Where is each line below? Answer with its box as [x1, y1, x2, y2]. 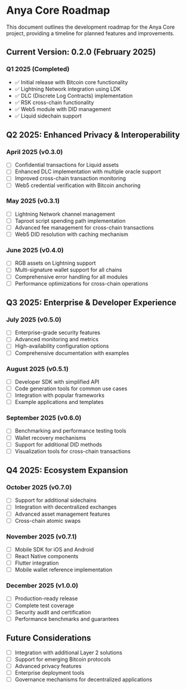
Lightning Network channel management [14, 210, 115, 218]
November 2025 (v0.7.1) [6, 532, 77, 541]
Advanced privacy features [14, 662, 82, 669]
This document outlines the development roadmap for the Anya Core [6, 23, 175, 30]
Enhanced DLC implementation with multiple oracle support [14, 168, 162, 175]
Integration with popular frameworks [14, 392, 105, 399]
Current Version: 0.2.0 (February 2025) [6, 47, 156, 57]
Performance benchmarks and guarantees [14, 615, 119, 622]
